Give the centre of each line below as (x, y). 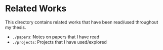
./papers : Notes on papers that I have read (56, 37)
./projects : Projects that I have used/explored (60, 42)
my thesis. (16, 27)
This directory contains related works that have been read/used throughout (81, 22)
